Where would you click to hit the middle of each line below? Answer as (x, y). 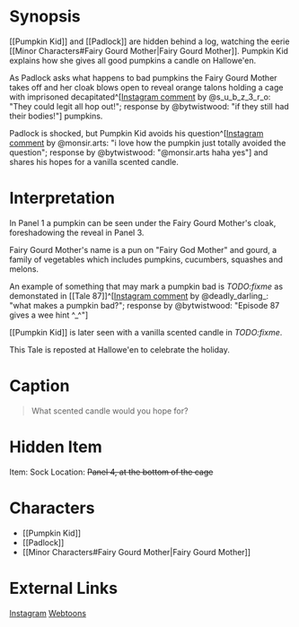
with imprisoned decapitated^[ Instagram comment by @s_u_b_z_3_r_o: (140, 97)
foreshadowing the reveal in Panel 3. (77, 232)
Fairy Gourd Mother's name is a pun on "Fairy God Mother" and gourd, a (143, 249)
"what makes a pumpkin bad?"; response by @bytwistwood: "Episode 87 (145, 305)
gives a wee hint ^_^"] (49, 315)
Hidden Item (56, 447)
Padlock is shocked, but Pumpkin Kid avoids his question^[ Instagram (136, 133)
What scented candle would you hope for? (110, 411)
